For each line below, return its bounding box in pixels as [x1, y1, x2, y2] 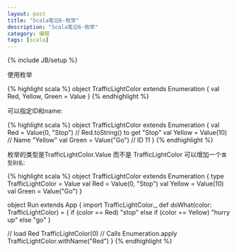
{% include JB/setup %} [7, 56, 78, 64]
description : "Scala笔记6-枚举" [7, 23, 99, 30]
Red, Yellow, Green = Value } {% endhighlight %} [7, 92, 150, 101]
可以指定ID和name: [7, 107, 63, 115]
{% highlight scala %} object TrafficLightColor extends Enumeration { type [7, 172, 224, 181]
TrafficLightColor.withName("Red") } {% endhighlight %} [7, 237, 173, 246]
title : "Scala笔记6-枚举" [7, 17, 80, 24]
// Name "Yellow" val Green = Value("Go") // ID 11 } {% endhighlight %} [7, 136, 214, 145]
